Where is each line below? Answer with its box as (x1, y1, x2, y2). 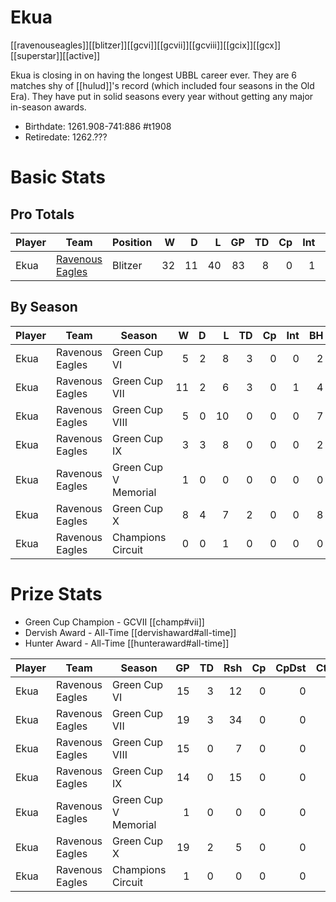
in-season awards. (10, 101, 87, 113)
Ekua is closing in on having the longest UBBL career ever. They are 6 (10, 69, 297, 81)
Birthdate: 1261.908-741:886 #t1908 (24, 120, 172, 132)
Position (112, 235, 153, 249)
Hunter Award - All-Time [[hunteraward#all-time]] (24, 637, 230, 649)
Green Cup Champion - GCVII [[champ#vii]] (24, 616, 205, 628)
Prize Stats (10, 582, 103, 605)
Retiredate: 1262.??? (24, 131, 108, 143)
